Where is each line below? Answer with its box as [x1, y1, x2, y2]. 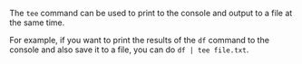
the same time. [9, 17, 65, 28]
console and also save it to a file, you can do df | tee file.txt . [9, 44, 249, 55]
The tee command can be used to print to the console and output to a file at [9, 8, 293, 18]
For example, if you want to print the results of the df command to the [9, 35, 270, 45]
